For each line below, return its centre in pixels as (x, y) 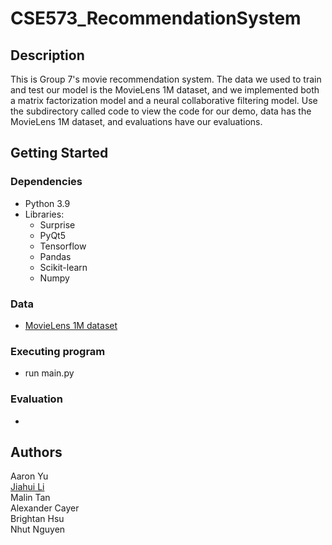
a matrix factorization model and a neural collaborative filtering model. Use (164, 100)
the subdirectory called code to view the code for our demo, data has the (161, 111)
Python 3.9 (47, 203)
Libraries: (44, 214)
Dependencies (46, 182)
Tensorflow (63, 246)
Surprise (57, 224)
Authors (36, 452)
